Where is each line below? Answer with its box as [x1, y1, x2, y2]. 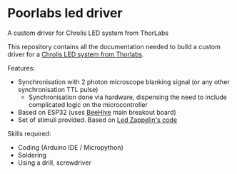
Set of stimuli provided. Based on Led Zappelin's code [17, 116, 177, 124]
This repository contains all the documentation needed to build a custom [7, 42, 221, 51]
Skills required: [7, 129, 51, 138]
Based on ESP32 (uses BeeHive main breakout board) [17, 108, 176, 116]
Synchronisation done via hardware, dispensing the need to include [28, 93, 227, 101]
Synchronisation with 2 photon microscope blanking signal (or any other [17, 77, 230, 86]
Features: [7, 63, 36, 72]
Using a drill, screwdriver [17, 158, 91, 167]
